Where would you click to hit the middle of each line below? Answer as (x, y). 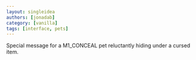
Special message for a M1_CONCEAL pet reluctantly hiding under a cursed (98, 46)
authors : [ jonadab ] (31, 17)
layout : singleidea (31, 12)
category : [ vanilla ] (32, 23)
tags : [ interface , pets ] (37, 28)
